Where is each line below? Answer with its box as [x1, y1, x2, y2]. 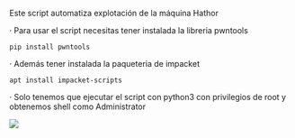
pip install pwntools [9, 42, 91, 51]
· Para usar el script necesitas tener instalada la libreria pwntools [9, 25, 249, 35]
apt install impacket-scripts [9, 76, 123, 85]
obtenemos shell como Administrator [9, 101, 147, 112]
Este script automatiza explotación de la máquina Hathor [9, 8, 219, 18]
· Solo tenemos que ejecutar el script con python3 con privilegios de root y [9, 92, 286, 102]
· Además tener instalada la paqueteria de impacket [9, 59, 201, 69]
